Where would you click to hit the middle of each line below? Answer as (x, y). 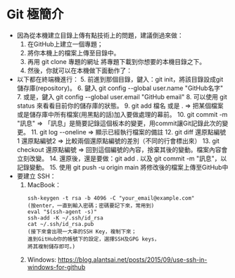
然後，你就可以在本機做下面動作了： (80, 70)
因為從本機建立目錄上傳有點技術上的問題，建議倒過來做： (100, 35)
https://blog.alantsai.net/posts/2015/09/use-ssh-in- (133, 259)
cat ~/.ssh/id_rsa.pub (61, 224)
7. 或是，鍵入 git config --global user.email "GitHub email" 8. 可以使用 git (122, 96)
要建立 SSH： (37, 176)
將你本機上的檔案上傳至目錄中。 (74, 53)
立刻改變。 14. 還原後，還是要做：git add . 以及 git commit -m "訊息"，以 (122, 158)
